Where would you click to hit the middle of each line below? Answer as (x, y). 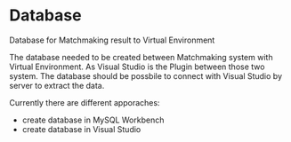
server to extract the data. (57, 85)
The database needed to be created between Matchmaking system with (141, 57)
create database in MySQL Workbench (93, 120)
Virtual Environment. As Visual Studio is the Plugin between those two (137, 67)
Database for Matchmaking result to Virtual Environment (112, 40)
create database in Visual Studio (81, 129)
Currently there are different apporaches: (85, 102)
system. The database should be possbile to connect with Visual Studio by (146, 75)
